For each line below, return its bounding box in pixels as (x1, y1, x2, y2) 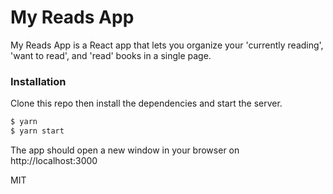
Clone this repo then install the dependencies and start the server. (10, 97, 283, 110)
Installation (10, 74, 67, 88)
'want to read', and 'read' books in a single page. (10, 49, 212, 61)
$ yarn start (10, 126, 65, 136)
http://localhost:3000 (10, 154, 98, 166)
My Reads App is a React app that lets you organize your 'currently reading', (10, 39, 324, 51)
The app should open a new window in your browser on (10, 144, 240, 156)
